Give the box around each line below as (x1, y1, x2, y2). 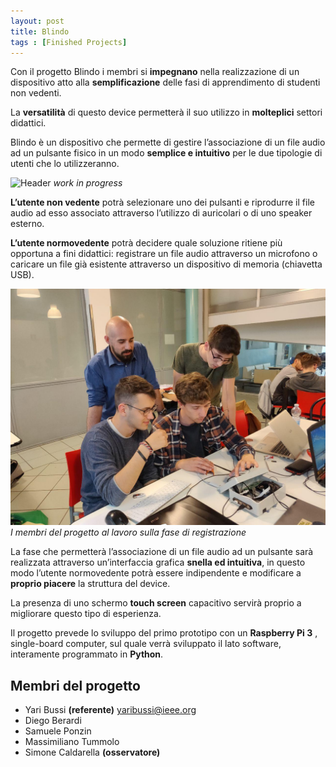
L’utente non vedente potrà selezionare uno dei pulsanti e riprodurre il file (10, 196, 315, 209)
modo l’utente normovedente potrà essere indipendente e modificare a (10, 567, 302, 579)
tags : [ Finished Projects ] (10, 37, 128, 47)
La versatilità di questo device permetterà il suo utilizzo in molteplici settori (10, 106, 323, 119)
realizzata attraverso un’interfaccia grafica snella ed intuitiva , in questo (10, 556, 306, 569)
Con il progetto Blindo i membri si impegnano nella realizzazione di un (10, 66, 300, 78)
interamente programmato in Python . (10, 648, 164, 660)
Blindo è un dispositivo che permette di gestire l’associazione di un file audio (10, 136, 326, 149)
